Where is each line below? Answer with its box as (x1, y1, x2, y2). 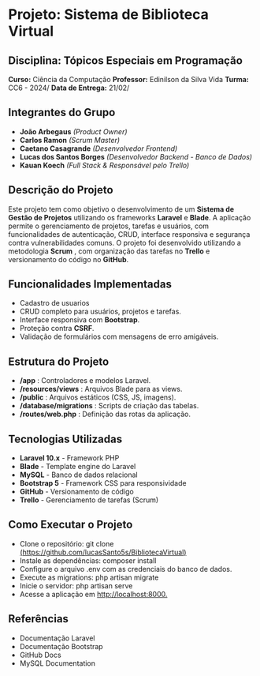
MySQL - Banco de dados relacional (19, 470, 138, 479)
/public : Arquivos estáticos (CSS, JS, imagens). (19, 392, 176, 402)
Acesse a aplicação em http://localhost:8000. (19, 589, 168, 599)
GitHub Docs (19, 650, 61, 659)
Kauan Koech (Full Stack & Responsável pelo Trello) (19, 160, 190, 170)
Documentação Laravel (19, 633, 95, 643)
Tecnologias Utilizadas (8, 432, 123, 445)
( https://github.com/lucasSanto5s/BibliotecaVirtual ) (19, 547, 187, 557)
